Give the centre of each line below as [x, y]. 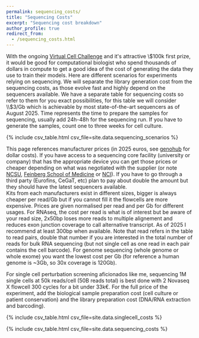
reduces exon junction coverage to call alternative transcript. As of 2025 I [96, 225]
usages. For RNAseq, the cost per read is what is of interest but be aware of [99, 212]
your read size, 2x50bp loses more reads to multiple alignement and [90, 218]
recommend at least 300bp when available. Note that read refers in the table [99, 231]
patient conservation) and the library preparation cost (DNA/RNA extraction [99, 299]
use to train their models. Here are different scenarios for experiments [91, 75]
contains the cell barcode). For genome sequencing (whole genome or [92, 250]
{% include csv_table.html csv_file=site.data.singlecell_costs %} [84, 317]
